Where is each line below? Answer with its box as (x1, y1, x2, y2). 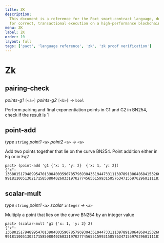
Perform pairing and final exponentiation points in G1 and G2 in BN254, (5, 106, 147, 113)
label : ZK (5, 30, 25, 35)
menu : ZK (5, 25, 23, 30)
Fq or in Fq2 (5, 154, 29, 160)
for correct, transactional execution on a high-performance (9, 21, 137, 26)
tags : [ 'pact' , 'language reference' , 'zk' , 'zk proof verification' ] (5, 44, 152, 49)
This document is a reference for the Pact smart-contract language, (9, 16, 154, 21)
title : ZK (5, 7, 25, 12)
